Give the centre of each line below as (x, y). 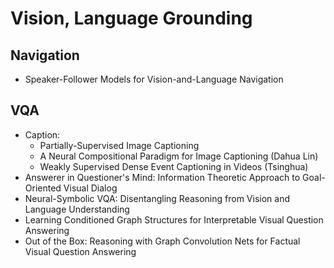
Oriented (43, 188)
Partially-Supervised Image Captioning (119, 145)
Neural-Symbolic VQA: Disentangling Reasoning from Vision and (157, 198)
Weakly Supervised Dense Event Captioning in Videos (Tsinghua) (174, 166)
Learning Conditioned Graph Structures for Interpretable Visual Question (174, 219)
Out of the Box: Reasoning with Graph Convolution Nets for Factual (162, 241)
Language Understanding (77, 209)
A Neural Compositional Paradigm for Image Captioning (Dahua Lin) (179, 156)
